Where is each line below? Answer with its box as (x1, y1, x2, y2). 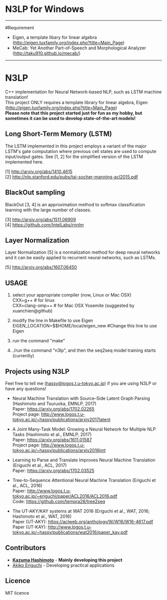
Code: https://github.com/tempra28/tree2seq (12, 498, 105, 504)
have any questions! (5, 385, 46, 392)
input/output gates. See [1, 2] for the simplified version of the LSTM (5, 153, 143, 159)
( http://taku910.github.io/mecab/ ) (12, 50, 81, 56)
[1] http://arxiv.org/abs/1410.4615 (5, 168, 73, 174)
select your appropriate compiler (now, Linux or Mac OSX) (12, 292, 132, 298)
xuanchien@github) (12, 308, 53, 314)
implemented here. (5, 158, 44, 165)
